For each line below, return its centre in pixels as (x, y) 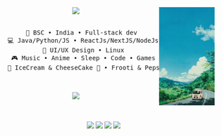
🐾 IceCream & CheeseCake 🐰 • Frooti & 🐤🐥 (91, 68)
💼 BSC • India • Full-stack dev (82, 33)
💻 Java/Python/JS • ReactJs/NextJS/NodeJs (83, 40)
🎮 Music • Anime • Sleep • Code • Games (83, 58)
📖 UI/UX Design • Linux (84, 50)
